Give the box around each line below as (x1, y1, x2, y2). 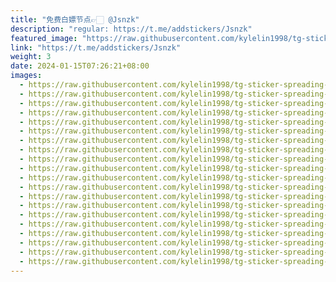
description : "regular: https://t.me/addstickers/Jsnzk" (10, 24, 253, 34)
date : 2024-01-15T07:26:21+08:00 (10, 61, 150, 71)
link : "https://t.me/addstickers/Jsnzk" (10, 42, 182, 53)
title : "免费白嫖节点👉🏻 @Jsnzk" (10, 14, 140, 25)
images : (10, 71, 43, 81)
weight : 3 (10, 52, 52, 62)
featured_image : (10, 33, 78, 43)
